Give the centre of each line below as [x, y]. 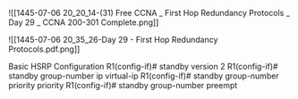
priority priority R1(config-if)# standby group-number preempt [123, 85]
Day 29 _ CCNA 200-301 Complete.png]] [84, 22]
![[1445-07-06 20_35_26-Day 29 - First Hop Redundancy [113, 40]
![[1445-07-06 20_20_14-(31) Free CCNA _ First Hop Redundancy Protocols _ [149, 13]
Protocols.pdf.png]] [44, 49]
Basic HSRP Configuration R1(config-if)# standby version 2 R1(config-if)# [143, 66]
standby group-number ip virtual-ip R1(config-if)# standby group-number [144, 76]
